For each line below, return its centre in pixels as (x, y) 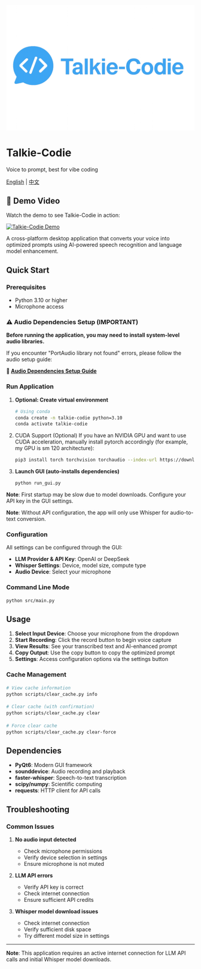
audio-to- (182, 513)
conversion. (31, 519)
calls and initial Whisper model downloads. (59, 959)
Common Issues (31, 826)
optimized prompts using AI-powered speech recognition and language (94, 245)
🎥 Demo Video (33, 201)
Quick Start (28, 270)
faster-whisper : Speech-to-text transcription (71, 778)
